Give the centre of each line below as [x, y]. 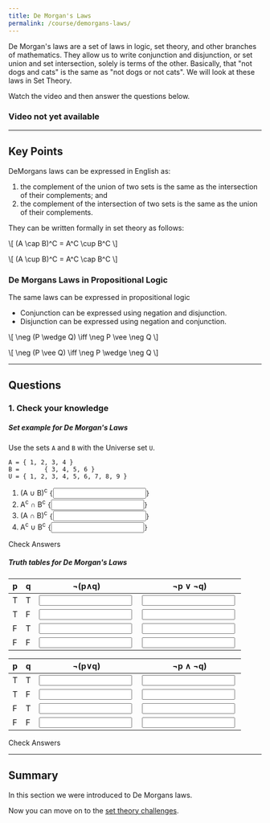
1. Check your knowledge [59, 409]
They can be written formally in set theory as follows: [96, 228]
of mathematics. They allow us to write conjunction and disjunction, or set [131, 55]
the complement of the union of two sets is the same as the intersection [139, 187]
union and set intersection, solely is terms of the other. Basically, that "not [131, 63]
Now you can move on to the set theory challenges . [94, 810]
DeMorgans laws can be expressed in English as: [90, 171]
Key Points [36, 152]
